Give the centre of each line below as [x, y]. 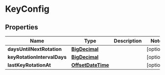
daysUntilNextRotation [35, 49]
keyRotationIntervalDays [37, 57]
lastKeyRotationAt [29, 65]
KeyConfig [27, 9]
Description [128, 41]
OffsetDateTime [90, 65]
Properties [22, 27]
